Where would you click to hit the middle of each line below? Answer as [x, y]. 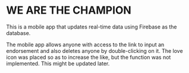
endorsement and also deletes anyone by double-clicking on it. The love [94, 50]
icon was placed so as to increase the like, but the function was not [89, 57]
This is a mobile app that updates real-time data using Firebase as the [92, 27]
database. [18, 33]
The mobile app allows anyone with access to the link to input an [85, 45]
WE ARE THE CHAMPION [69, 10]
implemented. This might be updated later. [58, 64]
